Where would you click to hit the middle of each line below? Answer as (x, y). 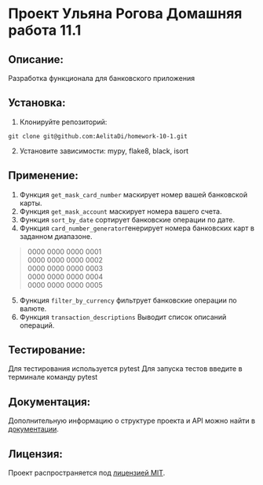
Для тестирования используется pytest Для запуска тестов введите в (125, 369)
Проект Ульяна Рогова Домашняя (125, 14)
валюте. (33, 308)
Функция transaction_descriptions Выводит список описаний (123, 317)
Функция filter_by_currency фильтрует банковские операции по (128, 300)
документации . (33, 429)
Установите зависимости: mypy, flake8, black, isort (104, 151)
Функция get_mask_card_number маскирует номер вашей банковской (133, 194)
